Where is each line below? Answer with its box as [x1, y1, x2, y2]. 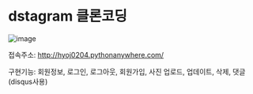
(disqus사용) [8, 77, 48, 86]
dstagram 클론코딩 [8, 7, 128, 25]
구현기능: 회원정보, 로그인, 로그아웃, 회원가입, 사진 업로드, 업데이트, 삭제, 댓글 [8, 66, 246, 76]
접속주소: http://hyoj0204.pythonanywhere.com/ [8, 50, 164, 59]
